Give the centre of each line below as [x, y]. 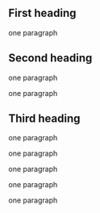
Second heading [50, 58]
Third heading [44, 119]
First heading [42, 13]
